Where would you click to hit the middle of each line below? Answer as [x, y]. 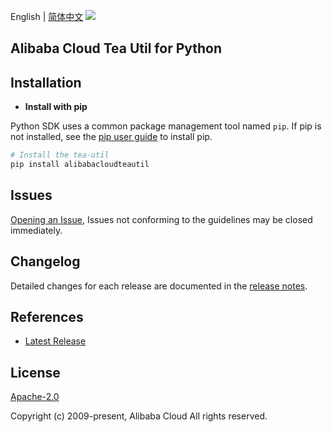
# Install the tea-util [60, 155]
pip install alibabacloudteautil [80, 165]
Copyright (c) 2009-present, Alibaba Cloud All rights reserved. [139, 416]
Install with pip [56, 107]
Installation [46, 82]
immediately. [36, 230]
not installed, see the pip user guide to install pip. [111, 137]
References [47, 316]
